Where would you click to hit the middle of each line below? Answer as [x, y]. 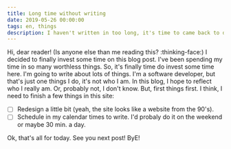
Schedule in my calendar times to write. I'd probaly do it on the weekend [120, 117]
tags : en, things [32, 26]
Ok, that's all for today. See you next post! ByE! [74, 138]
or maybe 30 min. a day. [51, 125]
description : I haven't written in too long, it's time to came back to [113, 33]
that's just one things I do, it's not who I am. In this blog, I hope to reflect [109, 81]
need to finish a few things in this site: [61, 96]
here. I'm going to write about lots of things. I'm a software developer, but [111, 74]
